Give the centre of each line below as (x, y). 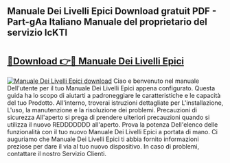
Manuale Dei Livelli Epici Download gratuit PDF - (112, 11)
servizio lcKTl (37, 33)
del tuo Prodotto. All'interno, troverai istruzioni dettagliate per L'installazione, (115, 103)
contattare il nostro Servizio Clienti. (57, 154)
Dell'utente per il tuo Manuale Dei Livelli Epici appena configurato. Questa (111, 88)
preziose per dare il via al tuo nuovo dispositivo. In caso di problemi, (103, 146)
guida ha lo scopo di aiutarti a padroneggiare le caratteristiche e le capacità (114, 96)
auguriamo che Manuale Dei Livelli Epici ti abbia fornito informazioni (103, 139)
